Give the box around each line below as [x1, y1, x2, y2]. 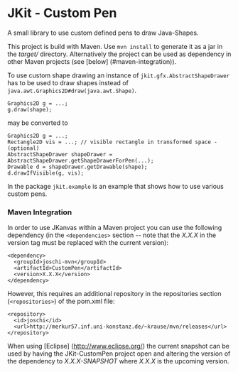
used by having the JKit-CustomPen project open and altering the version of [7, 349, 231, 358]
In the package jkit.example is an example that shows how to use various [7, 182, 224, 190]
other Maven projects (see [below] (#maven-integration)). [7, 57, 177, 65]
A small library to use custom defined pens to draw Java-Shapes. [7, 28, 199, 37]
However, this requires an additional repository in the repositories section [7, 290, 222, 298]
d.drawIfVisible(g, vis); [7, 169, 84, 177]
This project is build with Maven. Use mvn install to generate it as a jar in [7, 42, 223, 50]
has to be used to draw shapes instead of [7, 78, 129, 87]
